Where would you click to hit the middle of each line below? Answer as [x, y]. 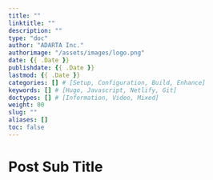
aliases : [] [28, 120]
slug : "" [23, 113]
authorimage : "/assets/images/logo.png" [77, 53]
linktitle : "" [32, 23]
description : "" [35, 30]
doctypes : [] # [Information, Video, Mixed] [84, 98]
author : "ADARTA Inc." [46, 46]
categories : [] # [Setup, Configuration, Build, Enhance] [107, 82]
